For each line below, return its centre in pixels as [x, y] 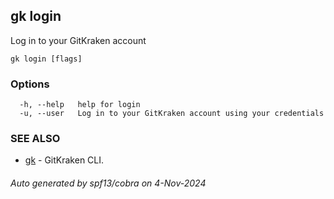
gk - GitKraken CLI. [64, 160]
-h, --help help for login [80, 105]
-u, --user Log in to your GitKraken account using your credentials [172, 114]
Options [30, 84]
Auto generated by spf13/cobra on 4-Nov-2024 [108, 183]
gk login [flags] [46, 59]
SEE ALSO [35, 139]
